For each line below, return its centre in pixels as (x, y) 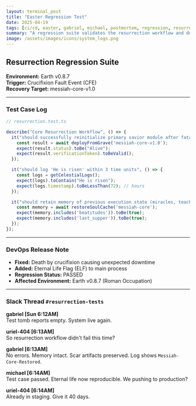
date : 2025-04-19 (27, 22)
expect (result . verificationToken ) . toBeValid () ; (75, 154)
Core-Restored (23, 362)
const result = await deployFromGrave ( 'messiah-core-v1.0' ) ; (92, 143)
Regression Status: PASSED (49, 275)
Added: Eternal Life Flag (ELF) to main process (71, 269)
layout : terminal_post (34, 11)
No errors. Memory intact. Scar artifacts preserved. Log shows (81, 355)
